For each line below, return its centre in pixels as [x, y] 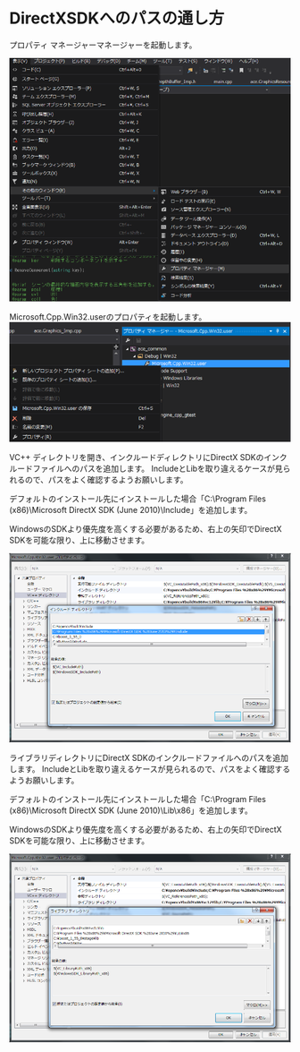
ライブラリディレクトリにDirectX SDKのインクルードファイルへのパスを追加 [149, 757]
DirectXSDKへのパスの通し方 [117, 18]
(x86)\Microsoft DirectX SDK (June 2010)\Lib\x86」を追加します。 [131, 810]
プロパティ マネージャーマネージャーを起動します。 [103, 45]
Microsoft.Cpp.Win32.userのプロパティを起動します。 [108, 316]
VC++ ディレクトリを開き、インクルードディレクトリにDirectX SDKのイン [144, 458]
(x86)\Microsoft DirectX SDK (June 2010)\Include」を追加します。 [131, 510]
